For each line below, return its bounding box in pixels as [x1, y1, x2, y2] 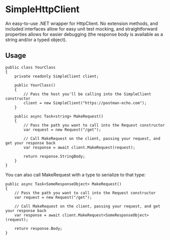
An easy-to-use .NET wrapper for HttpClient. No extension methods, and [5, 20, 158, 26]
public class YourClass [5, 65, 56, 70]
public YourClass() [14, 82, 56, 87]
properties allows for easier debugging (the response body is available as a [5, 31, 163, 37]
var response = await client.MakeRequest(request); [23, 145, 136, 150]
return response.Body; [14, 226, 63, 231]
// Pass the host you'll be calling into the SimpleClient [23, 92, 152, 97]
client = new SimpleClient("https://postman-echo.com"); [23, 100, 147, 105]
